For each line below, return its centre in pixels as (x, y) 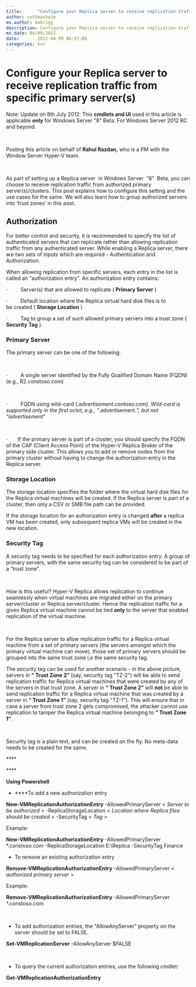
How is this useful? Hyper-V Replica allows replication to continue (85, 591)
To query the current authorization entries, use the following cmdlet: (97, 966)
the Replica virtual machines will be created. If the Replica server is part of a (97, 498)
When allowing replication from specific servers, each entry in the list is (92, 272)
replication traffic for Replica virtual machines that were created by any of (94, 681)
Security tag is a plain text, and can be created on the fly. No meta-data (92, 741)
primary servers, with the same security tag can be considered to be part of (97, 562)
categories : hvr (26, 44)
